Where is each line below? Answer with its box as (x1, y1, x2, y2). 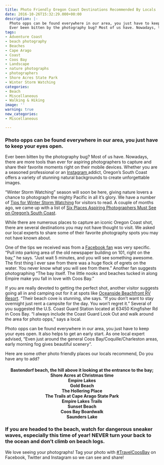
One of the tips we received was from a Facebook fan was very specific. (5, 244, 151, 250)
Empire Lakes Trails (61, 398, 102, 404)
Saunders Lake (66, 414, 98, 420)
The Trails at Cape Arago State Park (45, 393, 119, 399)
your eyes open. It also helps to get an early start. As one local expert (5, 331, 145, 337)
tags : (5, 30, 16, 35)
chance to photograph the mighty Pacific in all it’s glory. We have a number (5, 194, 156, 200)
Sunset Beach (67, 403, 97, 409)
